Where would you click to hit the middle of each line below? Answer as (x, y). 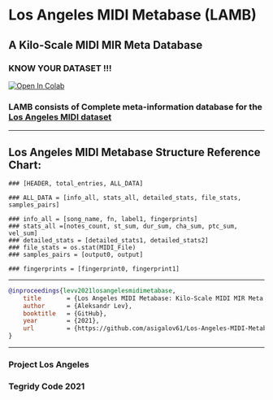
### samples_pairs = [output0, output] (76, 254)
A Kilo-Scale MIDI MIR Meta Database (106, 45)
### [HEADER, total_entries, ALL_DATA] (76, 183)
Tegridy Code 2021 (47, 386)
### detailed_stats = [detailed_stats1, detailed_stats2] (108, 240)
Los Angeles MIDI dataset (60, 117)
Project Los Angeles (49, 365)
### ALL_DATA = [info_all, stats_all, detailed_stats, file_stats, (125, 198)
